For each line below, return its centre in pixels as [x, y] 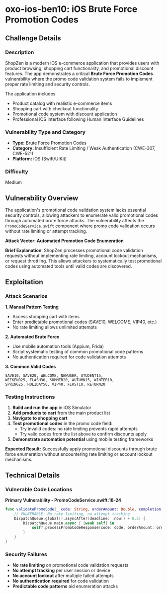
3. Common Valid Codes [31, 366]
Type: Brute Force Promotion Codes [49, 143]
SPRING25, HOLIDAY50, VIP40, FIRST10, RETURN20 [55, 384]
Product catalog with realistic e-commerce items [62, 103]
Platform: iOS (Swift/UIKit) [40, 159]
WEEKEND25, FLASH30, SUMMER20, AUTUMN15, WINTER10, [60, 380]
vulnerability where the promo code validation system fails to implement [79, 79]
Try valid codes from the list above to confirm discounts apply [83, 434]
